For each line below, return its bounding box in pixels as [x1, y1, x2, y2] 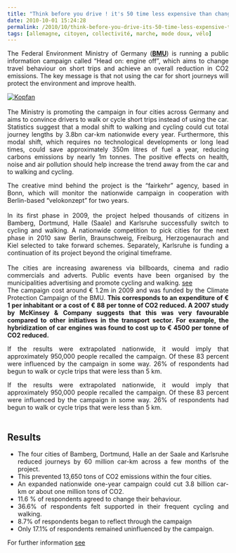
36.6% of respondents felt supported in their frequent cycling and [17, 502, 229, 511]
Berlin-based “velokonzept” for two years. [7, 197, 129, 205]
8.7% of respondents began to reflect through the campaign [17, 517, 192, 526]
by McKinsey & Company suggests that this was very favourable [7, 309, 229, 317]
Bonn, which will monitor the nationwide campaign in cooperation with [7, 189, 229, 197]
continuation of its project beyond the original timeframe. [7, 249, 172, 257]
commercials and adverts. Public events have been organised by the [7, 271, 229, 280]
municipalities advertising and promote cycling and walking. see [7, 279, 193, 287]
